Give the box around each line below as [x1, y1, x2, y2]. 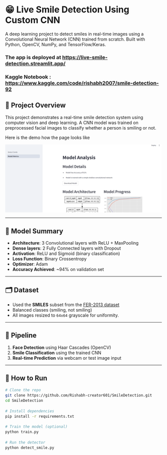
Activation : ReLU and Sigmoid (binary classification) [12, 250, 120, 257]
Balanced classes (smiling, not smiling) [12, 307, 92, 313]
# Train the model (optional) [5, 424, 68, 429]
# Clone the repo [5, 388, 41, 393]
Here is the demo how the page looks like [5, 134, 90, 140]
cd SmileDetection [5, 398, 43, 403]
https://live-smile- [62, 54, 108, 61]
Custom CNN [5, 14, 61, 26]
